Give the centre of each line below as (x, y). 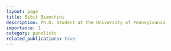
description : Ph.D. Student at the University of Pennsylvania (86, 22)
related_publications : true (41, 39)
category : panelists (32, 33)
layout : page (22, 11)
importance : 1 (24, 28)
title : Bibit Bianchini (36, 17)
